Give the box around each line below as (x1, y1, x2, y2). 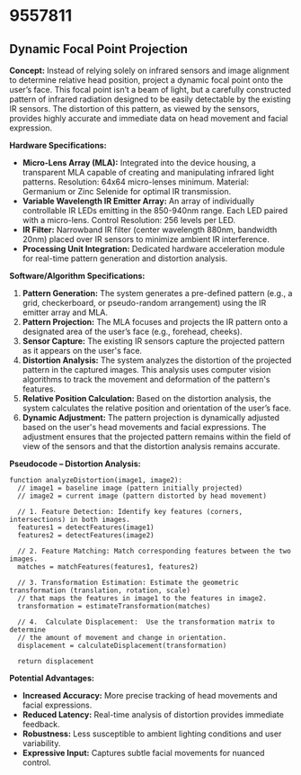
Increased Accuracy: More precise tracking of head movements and (22, 690, 279, 700)
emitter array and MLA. (22, 307, 108, 318)
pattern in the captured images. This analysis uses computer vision (22, 365, 271, 374)
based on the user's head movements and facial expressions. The (22, 422, 267, 432)
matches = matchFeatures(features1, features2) (17, 563, 199, 572)
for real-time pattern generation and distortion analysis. (22, 253, 228, 264)
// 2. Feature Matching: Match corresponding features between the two (17, 546, 292, 555)
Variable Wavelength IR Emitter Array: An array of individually (22, 195, 254, 206)
